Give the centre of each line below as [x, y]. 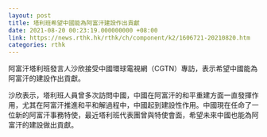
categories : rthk [37, 45]
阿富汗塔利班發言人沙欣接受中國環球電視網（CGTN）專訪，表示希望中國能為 [133, 69]
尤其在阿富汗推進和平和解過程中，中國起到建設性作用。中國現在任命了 [137, 105]
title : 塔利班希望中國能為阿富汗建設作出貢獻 [74, 23]
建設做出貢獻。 [53, 125]
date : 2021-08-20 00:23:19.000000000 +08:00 [83, 30]
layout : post [30, 15]
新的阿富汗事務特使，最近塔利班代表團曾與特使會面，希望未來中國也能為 [133, 115]
